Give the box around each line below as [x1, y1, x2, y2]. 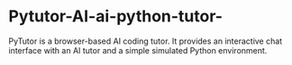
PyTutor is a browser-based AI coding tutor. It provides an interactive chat [8, 36, 283, 46]
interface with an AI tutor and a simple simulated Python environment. [8, 45, 268, 55]
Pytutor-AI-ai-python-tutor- [8, 6, 223, 27]
